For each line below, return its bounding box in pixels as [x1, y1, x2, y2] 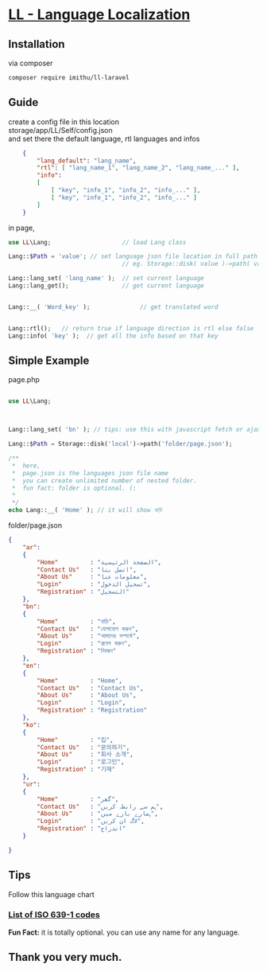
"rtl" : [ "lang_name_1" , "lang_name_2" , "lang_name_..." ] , [37, 164, 240, 172]
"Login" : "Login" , [37, 699, 126, 707]
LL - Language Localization [8, 6, 191, 24]
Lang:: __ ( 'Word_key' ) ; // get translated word [8, 303, 219, 311]
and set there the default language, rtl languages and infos [8, 134, 200, 143]
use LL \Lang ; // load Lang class [8, 238, 187, 246]
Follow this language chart [8, 889, 95, 899]
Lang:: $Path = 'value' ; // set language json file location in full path [8, 252, 258, 260]
